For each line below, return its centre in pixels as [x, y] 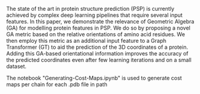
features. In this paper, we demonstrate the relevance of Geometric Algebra [100, 21]
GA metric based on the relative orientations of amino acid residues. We [96, 34]
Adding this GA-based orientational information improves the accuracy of [97, 53]
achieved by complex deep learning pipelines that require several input [95, 15]
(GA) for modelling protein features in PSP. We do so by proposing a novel [98, 28]
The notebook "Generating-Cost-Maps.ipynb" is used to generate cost [94, 78]
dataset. [17, 66]
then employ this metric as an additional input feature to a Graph [86, 41]
